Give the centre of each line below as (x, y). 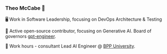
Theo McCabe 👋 (25, 8)
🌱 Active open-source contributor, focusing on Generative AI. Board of (78, 31)
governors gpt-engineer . (31, 36)
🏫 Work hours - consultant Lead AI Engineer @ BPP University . (70, 46)
